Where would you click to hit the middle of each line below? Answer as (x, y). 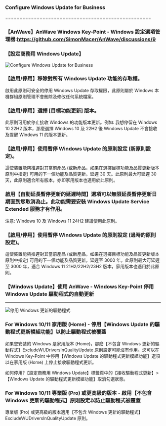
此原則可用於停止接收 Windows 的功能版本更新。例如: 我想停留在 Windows (81, 122)
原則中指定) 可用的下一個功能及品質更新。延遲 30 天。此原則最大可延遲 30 (81, 174)
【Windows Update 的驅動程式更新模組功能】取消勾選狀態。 (66, 379)
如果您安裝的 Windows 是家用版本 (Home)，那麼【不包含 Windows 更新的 (80, 343)
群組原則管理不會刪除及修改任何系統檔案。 (53, 96)
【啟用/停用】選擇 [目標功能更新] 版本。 (52, 110)
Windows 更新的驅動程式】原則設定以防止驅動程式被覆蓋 (73, 400)
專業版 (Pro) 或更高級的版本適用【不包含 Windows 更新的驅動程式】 (74, 412)
